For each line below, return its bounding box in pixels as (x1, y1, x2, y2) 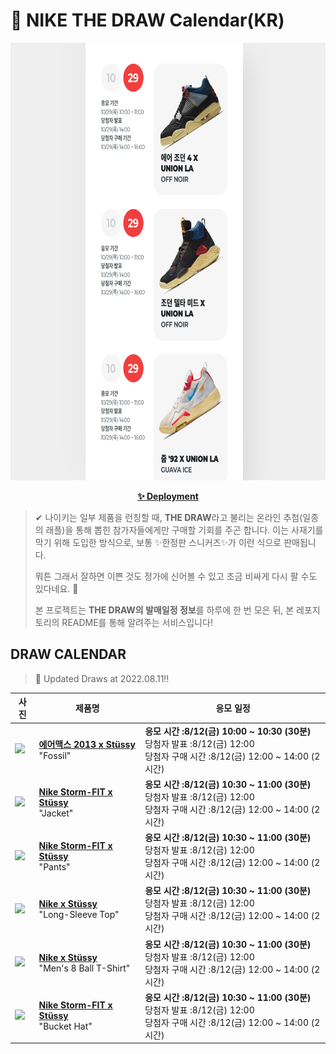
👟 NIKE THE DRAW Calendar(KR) (10, 9, 285, 32)
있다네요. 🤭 (34, 582, 79, 594)
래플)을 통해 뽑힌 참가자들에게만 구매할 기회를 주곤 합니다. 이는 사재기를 (45, 524, 324, 536)
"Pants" (38, 860, 71, 873)
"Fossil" (38, 750, 72, 761)
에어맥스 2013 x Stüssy (38, 739, 136, 750)
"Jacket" (38, 807, 74, 819)
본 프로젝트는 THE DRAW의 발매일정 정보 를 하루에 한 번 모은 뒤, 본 (34, 604, 295, 616)
